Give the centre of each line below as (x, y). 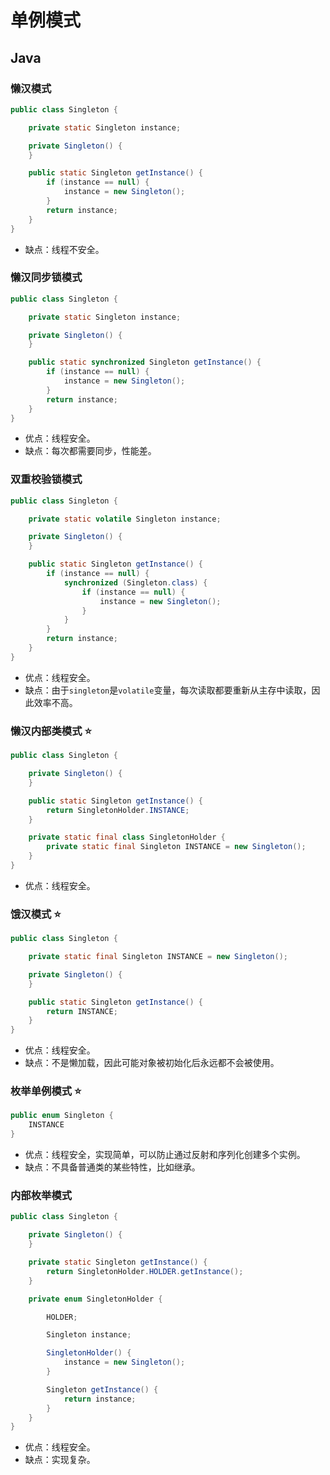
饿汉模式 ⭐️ (36, 914)
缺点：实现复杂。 (60, 1460)
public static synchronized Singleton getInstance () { (145, 362)
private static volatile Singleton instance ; (125, 519)
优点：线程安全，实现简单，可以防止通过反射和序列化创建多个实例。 (165, 1155)
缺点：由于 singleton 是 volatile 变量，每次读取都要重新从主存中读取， (168, 690)
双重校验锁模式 (46, 479)
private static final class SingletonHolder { (127, 837)
